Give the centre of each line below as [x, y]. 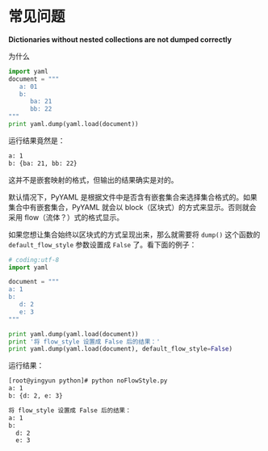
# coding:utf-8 [34, 259]
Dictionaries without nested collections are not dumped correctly [120, 39]
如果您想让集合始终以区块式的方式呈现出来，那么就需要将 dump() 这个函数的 [134, 234]
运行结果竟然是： [37, 140]
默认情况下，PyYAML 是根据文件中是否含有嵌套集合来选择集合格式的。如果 [133, 197]
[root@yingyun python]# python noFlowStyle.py [88, 381]
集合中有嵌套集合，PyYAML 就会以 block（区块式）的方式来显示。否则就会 [132, 207]
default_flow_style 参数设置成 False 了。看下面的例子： [103, 244]
